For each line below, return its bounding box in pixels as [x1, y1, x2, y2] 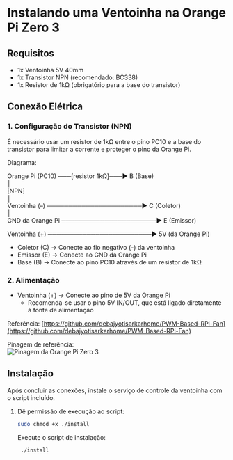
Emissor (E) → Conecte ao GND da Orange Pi [17, 251, 147, 259]
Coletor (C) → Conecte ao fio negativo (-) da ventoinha [17, 243, 175, 251]
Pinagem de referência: [7, 340, 74, 349]
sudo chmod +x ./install [17, 420, 90, 427]
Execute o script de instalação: [17, 433, 106, 441]
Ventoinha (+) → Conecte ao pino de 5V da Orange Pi [17, 291, 170, 299]
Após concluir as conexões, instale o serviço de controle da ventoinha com [7, 386, 223, 395]
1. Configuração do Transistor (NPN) [7, 122, 132, 132]
